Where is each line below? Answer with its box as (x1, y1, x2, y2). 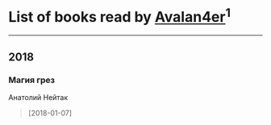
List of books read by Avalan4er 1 (8, 5, 231, 27)
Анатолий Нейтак (8, 92, 69, 102)
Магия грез (8, 74, 55, 85)
